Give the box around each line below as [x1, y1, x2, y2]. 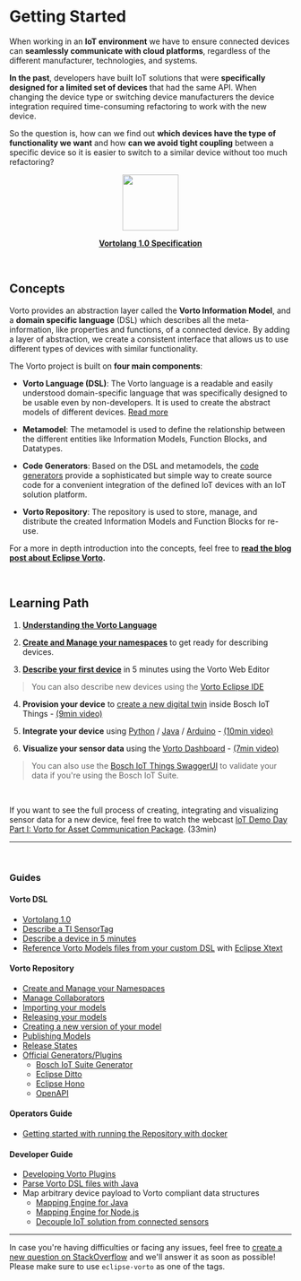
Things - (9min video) [21, 708, 103, 719]
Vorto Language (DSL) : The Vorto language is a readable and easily [21, 378, 273, 388]
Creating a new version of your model [21, 1021, 162, 1032]
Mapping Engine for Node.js [35, 1207, 140, 1217]
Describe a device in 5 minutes [21, 933, 137, 944]
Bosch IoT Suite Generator [35, 1059, 133, 1069]
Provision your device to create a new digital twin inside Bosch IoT [21, 698, 271, 710]
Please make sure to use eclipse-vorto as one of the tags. [9, 1261, 226, 1272]
